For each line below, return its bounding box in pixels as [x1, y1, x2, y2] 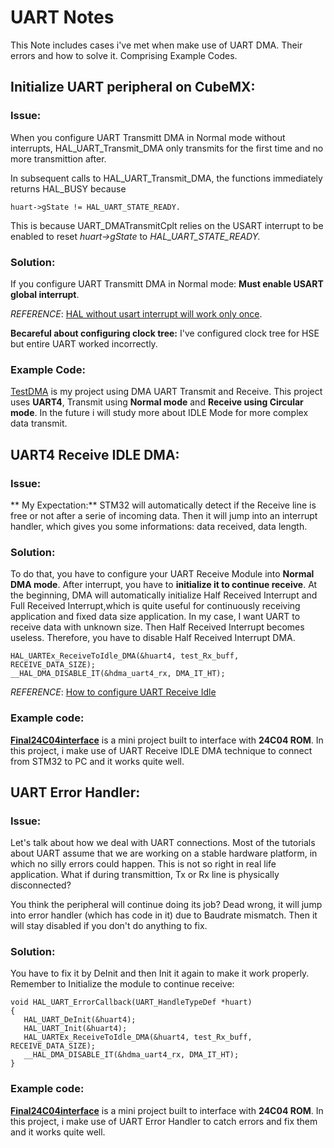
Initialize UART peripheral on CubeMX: [10, 79, 256, 96]
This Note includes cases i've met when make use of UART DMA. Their [10, 39, 303, 51]
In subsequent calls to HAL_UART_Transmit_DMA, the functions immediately [10, 172, 323, 184]
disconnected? [10, 879, 72, 891]
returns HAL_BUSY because [10, 182, 127, 195]
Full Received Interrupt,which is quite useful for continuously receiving [10, 600, 301, 612]
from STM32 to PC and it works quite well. [10, 755, 185, 767]
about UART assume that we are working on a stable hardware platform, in [10, 847, 318, 860]
